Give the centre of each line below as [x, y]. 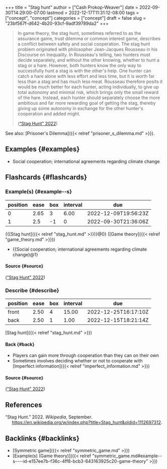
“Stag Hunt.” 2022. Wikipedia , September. [49, 417]
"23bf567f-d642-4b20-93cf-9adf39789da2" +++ [57, 23]
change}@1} [25, 254]
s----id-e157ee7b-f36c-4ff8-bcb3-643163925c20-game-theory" [80, 461]
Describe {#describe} [32, 290]
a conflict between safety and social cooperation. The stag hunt [84, 44]
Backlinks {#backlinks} [42, 438]
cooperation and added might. [49, 114]
